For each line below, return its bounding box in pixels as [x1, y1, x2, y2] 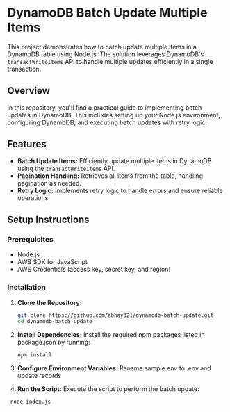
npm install [17, 352, 52, 359]
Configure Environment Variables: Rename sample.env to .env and [17, 364, 212, 372]
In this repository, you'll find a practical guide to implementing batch [7, 103, 202, 112]
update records [17, 372, 62, 380]
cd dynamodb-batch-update [17, 318, 92, 325]
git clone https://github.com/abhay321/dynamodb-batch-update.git [17, 311, 214, 319]
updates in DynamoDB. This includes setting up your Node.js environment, [7, 110, 221, 119]
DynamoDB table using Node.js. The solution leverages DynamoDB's [7, 50, 204, 58]
